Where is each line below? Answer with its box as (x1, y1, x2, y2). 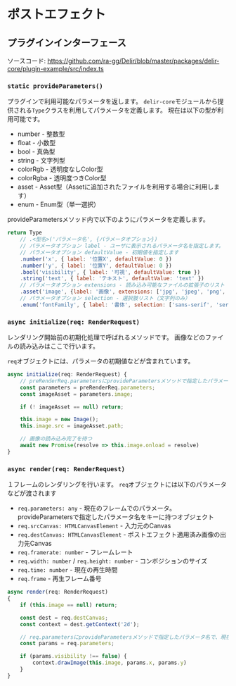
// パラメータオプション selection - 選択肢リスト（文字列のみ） (20, 295, 191, 302)
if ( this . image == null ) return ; (20, 601, 118, 609)
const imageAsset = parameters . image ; (20, 390, 133, 398)
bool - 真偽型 (17, 147, 55, 156)
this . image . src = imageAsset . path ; (20, 423, 124, 430)
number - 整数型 (17, 130, 65, 138)
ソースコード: (7, 57, 46, 65)
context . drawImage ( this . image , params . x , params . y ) (32, 659, 188, 666)
